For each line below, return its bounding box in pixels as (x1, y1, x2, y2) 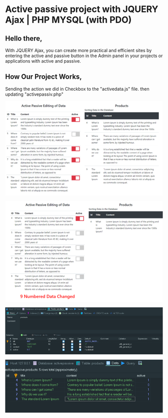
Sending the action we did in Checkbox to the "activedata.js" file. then (5, 86, 149, 92)
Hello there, (5, 34, 42, 43)
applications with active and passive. (5, 58, 81, 64)
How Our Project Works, (5, 73, 82, 81)
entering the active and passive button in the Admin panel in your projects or (5, 53, 163, 59)
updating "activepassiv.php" (5, 91, 63, 97)
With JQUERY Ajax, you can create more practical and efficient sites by (5, 48, 152, 53)
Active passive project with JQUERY (5, 4, 158, 15)
